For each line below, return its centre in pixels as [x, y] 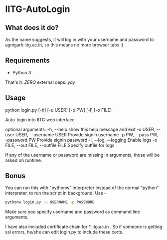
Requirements [27, 61]
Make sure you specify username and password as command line [73, 212]
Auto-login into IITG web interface [40, 120]
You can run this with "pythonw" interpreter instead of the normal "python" [82, 188]
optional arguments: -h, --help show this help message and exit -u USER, [80, 129]
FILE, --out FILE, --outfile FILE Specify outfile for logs [60, 145]
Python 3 [22, 72]
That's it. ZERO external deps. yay [40, 82]
